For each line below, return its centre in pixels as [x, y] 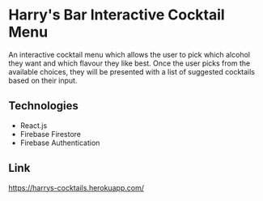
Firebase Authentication [60, 143]
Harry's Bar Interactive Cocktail [117, 15]
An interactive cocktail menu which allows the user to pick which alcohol [129, 54]
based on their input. [43, 80]
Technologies [44, 106]
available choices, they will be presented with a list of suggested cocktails [132, 71]
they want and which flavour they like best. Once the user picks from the [129, 63]
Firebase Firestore [50, 134]
